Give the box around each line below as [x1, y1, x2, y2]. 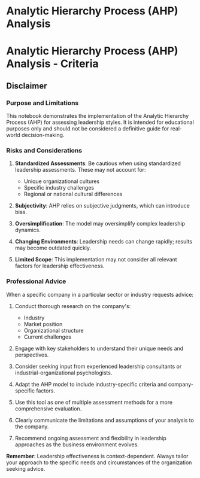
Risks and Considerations [6, 146, 83, 154]
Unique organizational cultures [23, 178, 100, 185]
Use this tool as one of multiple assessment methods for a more [14, 398, 172, 406]
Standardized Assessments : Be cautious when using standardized [14, 160, 181, 167]
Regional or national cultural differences [23, 190, 123, 198]
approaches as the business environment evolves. [14, 441, 139, 448]
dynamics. [14, 226, 41, 234]
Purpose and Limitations [6, 99, 79, 107]
